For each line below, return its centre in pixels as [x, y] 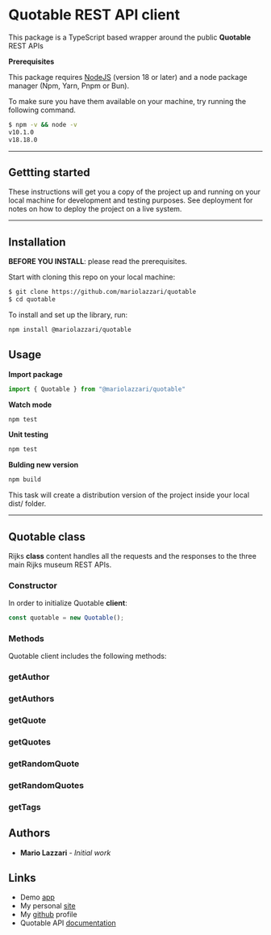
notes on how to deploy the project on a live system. [95, 209]
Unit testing [28, 434]
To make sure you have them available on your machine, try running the [127, 101]
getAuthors [31, 698]
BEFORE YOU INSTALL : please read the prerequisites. [98, 262]
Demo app [37, 897]
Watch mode [30, 405]
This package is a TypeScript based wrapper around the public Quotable [130, 37]
